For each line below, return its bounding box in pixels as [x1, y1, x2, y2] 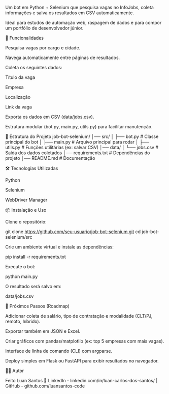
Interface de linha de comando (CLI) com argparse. [5, 348, 113, 354]
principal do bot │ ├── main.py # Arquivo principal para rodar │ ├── [5, 139, 150, 145]
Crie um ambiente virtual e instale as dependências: [5, 244, 114, 250]
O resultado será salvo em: [5, 284, 62, 289]
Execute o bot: [5, 264, 36, 269]
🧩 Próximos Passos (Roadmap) [5, 303, 70, 309]
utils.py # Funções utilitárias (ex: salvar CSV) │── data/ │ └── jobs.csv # [5, 145, 159, 150]
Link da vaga [5, 104, 32, 110]
